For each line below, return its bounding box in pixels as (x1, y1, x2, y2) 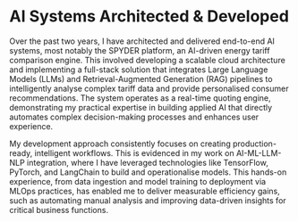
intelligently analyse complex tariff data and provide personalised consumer (9, 83, 289, 94)
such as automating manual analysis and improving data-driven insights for (9, 194, 286, 206)
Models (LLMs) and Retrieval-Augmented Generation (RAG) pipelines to (9, 73, 273, 84)
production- (232, 138, 277, 149)
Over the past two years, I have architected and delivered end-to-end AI (9, 36, 276, 46)
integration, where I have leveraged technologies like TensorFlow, (26, 157, 268, 168)
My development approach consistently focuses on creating (9, 138, 231, 149)
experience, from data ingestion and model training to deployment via (9, 176, 267, 186)
